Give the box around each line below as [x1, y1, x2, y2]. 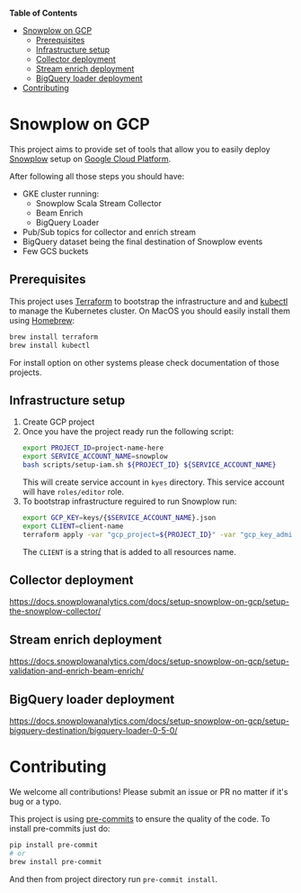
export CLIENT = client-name [22, 522, 124, 531]
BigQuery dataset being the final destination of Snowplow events [22, 236, 263, 247]
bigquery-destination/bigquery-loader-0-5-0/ [9, 725, 178, 735]
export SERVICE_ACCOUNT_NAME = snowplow [22, 452, 168, 461]
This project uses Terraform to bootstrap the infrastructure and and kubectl [9, 296, 288, 306]
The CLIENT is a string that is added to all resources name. [22, 546, 236, 557]
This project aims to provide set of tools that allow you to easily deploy [9, 143, 271, 154]
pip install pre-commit [9, 840, 99, 850]
